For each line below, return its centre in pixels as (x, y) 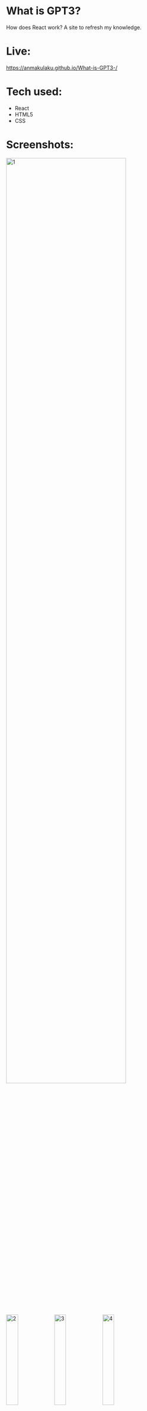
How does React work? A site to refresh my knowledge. (74, 27)
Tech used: (34, 92)
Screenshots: (40, 145)
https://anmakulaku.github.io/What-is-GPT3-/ (62, 68)
